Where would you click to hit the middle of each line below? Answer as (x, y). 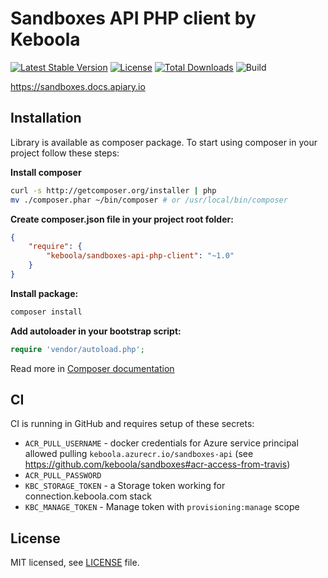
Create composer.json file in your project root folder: (122, 219)
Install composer (46, 172)
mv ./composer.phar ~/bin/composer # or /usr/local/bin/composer (149, 200)
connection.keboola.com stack (88, 496)
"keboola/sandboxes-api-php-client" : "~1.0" (140, 256)
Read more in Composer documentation (92, 368)
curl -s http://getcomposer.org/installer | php (113, 190)
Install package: (44, 293)
